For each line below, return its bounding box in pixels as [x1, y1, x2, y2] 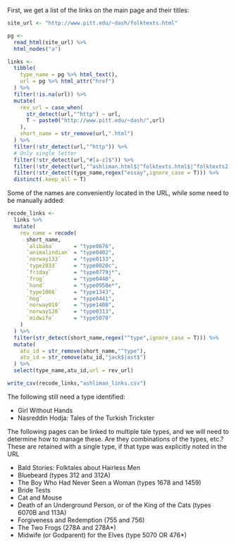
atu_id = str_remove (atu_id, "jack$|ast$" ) [20, 354, 147, 361]
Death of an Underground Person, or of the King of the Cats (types [17, 500, 211, 509]
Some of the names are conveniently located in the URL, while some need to [7, 189, 229, 197]
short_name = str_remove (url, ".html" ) [20, 130, 134, 137]
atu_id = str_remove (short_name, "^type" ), [20, 347, 147, 354]
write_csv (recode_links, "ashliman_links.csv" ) [7, 380, 147, 387]
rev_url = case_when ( [20, 104, 83, 111]
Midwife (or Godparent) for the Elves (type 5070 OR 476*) [17, 531, 187, 539]
